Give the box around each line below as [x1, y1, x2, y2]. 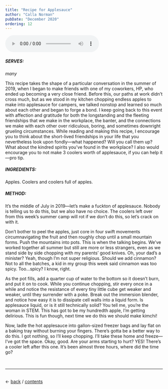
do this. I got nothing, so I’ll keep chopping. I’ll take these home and [5, 333, 144, 339]
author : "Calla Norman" [5, 12, 55, 17]
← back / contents [5, 378, 43, 384]
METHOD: [5, 190, 26, 196]
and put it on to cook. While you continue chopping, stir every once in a [5, 281, 152, 287]
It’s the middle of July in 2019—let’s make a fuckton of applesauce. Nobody [5, 203, 160, 209]
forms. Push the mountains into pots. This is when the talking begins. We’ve [5, 239, 161, 245]
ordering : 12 [5, 21, 32, 27]
